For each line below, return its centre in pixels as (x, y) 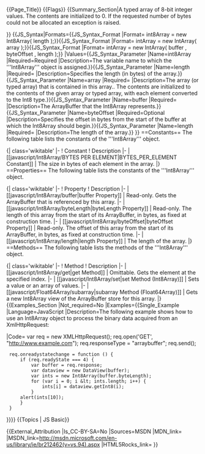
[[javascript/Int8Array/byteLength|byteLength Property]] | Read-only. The (99, 208)
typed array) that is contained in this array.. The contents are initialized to (99, 87)
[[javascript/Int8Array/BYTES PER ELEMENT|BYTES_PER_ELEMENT (92, 157)
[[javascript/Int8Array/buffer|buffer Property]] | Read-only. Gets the (91, 195)
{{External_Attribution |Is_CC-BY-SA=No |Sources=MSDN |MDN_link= (94, 431)
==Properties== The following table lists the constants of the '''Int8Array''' (100, 170)
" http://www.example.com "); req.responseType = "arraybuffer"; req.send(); (101, 343)
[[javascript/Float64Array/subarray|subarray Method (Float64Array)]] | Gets (102, 292)
